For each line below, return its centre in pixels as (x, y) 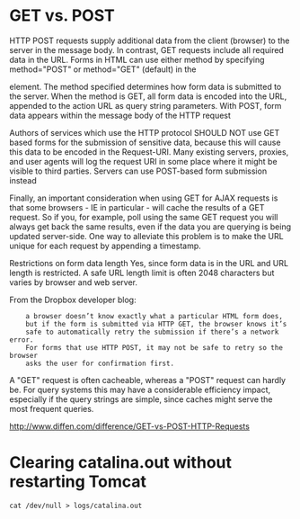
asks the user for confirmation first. (100, 363)
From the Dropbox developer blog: (73, 300)
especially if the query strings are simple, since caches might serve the (141, 399)
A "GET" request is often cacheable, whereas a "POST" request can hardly (147, 380)
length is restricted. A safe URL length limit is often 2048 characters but (142, 273)
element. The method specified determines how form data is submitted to (146, 86)
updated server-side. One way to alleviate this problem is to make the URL (147, 236)
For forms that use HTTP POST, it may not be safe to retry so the (154, 347)
